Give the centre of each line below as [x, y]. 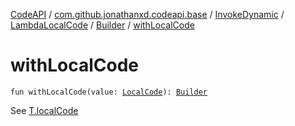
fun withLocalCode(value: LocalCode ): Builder [109, 92]
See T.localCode [44, 110]
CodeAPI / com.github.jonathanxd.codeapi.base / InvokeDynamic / [147, 14]
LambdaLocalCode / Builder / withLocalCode [102, 25]
